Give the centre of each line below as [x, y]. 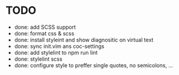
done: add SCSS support [45, 27]
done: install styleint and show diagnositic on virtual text [84, 40]
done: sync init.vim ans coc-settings [59, 46]
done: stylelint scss [38, 59]
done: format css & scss [44, 33]
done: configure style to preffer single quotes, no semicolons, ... [94, 65]
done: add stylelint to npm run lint [56, 52]
